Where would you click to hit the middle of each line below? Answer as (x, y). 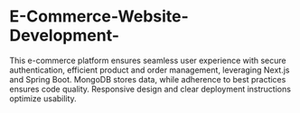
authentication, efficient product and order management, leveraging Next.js (150, 70)
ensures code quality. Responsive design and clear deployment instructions (150, 89)
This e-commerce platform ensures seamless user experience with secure (148, 60)
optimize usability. (43, 98)
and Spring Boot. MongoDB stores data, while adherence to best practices (148, 79)
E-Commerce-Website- (99, 17)
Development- (65, 35)
